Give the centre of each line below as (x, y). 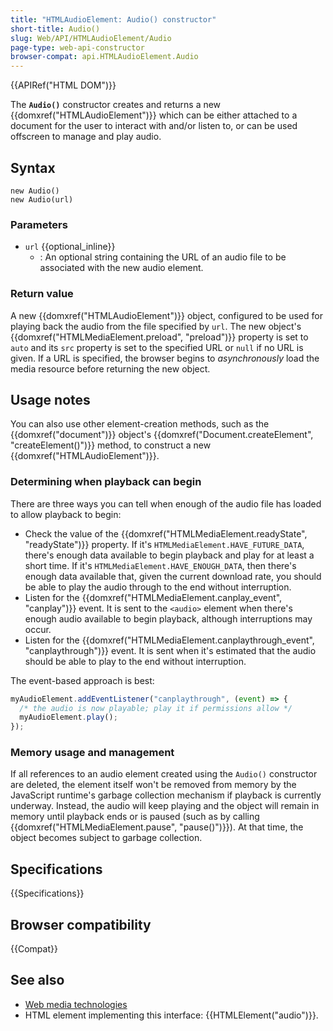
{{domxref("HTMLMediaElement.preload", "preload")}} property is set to (159, 337)
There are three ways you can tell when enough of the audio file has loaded (166, 503)
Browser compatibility (81, 924)
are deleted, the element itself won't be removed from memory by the (153, 785)
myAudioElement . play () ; (68, 717)
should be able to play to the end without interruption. (135, 661)
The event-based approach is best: (82, 680)
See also (37, 980)
